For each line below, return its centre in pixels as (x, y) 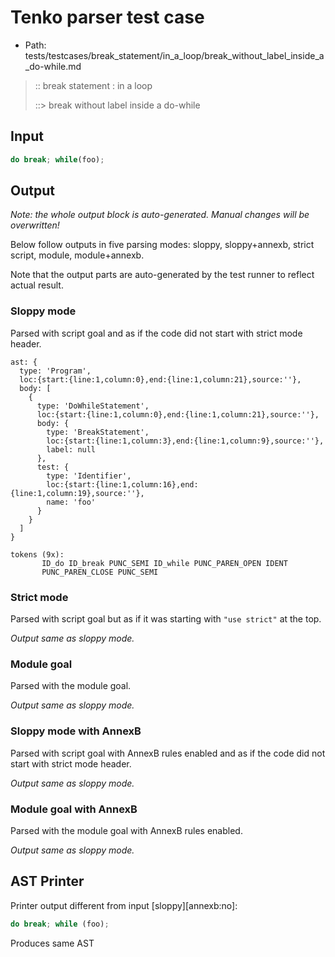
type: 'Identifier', (89, 476)
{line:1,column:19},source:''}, (77, 493)
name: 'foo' (71, 502)
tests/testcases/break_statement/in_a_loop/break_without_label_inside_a (174, 55)
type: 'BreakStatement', (98, 432)
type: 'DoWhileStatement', (93, 406)
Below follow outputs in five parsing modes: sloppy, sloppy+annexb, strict (162, 245)
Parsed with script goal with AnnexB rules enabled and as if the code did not (168, 753)
